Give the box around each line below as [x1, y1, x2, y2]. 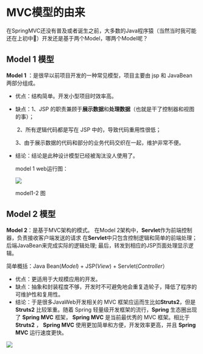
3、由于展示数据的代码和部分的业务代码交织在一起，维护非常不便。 [15, 139, 185, 146]
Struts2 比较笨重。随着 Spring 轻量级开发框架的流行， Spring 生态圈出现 [15, 306, 198, 313]
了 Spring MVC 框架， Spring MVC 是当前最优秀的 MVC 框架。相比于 [15, 313, 190, 321]
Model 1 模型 [6, 54, 54, 65]
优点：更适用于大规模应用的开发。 [15, 275, 101, 282]
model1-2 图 [15, 189, 46, 196]
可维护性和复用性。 [15, 290, 64, 298]
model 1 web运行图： [15, 164, 69, 172]
